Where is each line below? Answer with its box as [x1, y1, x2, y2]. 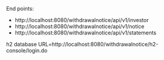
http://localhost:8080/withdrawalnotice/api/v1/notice [14, 23, 145, 30]
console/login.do [6, 47, 48, 54]
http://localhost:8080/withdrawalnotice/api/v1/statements [14, 29, 157, 36]
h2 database [6, 41, 37, 48]
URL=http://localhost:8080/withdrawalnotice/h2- [38, 41, 159, 48]
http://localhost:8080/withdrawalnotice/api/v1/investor [14, 17, 149, 23]
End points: [6, 5, 34, 12]
